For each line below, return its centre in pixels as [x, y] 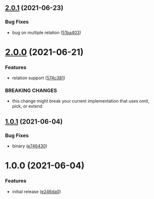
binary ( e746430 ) [30, 146]
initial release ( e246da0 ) [36, 191]
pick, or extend [27, 106]
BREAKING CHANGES [31, 90]
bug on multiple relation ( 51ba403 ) [47, 32]
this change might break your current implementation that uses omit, [81, 101]
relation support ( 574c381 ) [39, 78]
